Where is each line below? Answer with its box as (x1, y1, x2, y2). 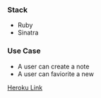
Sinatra (17, 28, 39, 37)
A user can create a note (17, 62, 90, 71)
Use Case (7, 46, 41, 56)
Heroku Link (7, 83, 43, 92)
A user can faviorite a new (17, 69, 94, 78)
